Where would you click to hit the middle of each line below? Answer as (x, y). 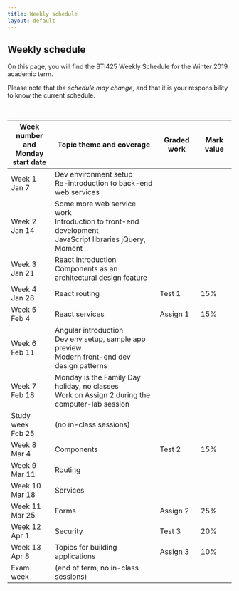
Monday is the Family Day (97, 377)
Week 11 (26, 506)
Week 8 (24, 445)
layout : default (31, 21)
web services (77, 192)
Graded (177, 140)
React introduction (85, 260)
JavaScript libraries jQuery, (100, 239)
